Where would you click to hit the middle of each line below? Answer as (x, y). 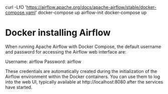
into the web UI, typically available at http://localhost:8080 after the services (84, 81)
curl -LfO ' (16, 7)
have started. (19, 87)
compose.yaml (21, 12)
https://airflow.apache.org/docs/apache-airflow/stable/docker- (92, 7)
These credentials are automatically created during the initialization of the (81, 71)
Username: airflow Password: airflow (43, 61)
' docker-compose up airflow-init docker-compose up (91, 12)
